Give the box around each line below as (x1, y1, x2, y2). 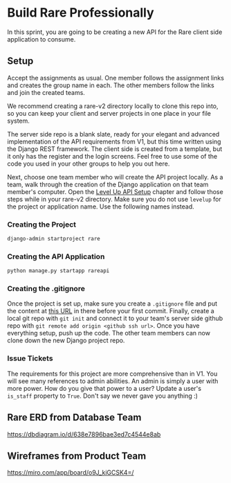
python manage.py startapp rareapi (7, 267, 110, 274)
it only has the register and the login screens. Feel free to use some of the (7, 152, 218, 160)
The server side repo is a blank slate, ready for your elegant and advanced (7, 130, 220, 138)
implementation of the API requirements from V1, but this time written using (7, 137, 221, 146)
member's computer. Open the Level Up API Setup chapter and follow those (7, 187, 223, 195)
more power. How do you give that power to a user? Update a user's (7, 384, 202, 392)
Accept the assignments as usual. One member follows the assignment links (7, 73, 225, 82)
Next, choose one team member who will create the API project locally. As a (7, 173, 223, 181)
